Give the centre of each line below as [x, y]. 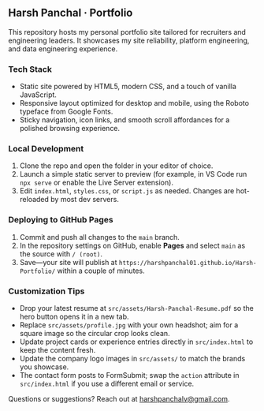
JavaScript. [38, 95]
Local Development [46, 149]
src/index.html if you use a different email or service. [107, 383]
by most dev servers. [85, 200]
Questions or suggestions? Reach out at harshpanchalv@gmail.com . [119, 399]
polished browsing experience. [70, 129]
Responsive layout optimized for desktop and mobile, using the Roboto [134, 103]
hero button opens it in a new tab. [74, 316]
